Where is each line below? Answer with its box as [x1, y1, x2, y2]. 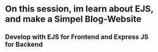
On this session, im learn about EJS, [5, 3, 154, 14]
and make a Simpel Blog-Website [5, 13, 141, 25]
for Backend [5, 40, 43, 49]
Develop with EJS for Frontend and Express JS [5, 33, 149, 41]
